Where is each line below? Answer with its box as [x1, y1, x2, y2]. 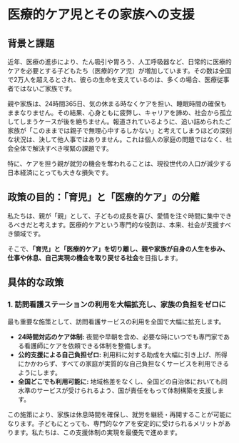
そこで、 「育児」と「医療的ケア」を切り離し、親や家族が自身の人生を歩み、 [7, 244, 230, 253]
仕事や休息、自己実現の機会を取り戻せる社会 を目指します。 [7, 253, 182, 262]
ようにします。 [17, 368, 62, 377]
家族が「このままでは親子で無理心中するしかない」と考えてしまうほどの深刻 [7, 126, 233, 134]
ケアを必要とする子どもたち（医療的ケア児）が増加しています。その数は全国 [7, 66, 232, 75]
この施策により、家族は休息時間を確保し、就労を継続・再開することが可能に [7, 410, 233, 419]
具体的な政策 [7, 277, 64, 289]
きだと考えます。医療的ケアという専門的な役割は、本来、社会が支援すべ [19, 220, 232, 229]
